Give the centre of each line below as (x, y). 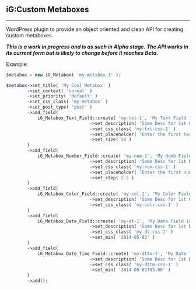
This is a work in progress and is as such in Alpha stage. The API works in (97, 47)
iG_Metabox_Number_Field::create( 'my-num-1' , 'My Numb (106, 156)
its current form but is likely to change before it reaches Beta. (82, 53)
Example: (17, 64)
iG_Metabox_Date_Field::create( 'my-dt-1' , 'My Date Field (110, 221)
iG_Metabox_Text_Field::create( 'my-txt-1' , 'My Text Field (112, 118)
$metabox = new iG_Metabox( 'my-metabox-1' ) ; (64, 75)
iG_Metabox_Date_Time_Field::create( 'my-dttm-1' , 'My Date (112, 253)
